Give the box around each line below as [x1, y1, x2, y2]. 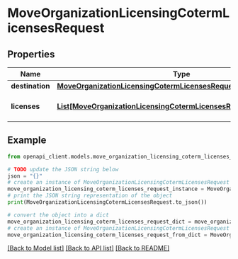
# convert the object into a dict [7, 211, 110, 219]
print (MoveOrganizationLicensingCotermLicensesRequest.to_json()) [7, 199, 208, 206]
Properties [7, 48, 55, 60]
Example [7, 134, 47, 146]
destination [11, 81, 50, 91]
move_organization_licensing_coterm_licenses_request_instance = [7, 185, 204, 192]
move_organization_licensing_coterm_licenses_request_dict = [7, 218, 192, 225]
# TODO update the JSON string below [7, 166, 119, 173]
